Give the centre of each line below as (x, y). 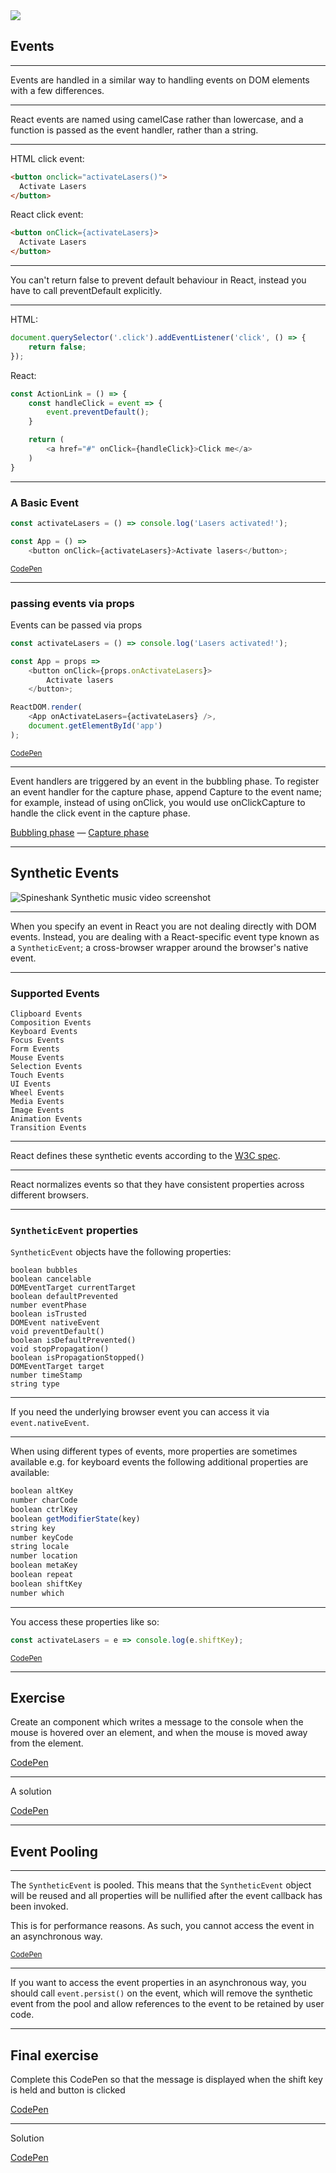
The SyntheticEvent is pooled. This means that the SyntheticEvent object (161, 1885)
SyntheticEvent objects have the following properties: (121, 1252)
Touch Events (37, 1075)
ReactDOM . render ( (46, 707)
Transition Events (48, 1127)
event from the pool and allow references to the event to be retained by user (167, 2004)
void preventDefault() (57, 1332)
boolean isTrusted (48, 1314)
